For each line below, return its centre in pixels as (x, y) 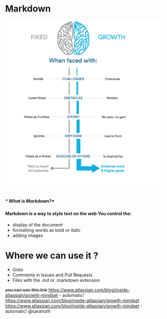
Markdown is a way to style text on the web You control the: (68, 214)
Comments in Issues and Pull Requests (52, 275)
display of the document (37, 225)
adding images (28, 235)
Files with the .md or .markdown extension (56, 280)
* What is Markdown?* (30, 201)
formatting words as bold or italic (46, 230)
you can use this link (26, 290)
